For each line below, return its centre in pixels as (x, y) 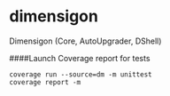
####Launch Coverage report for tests (80, 58)
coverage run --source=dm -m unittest (81, 74)
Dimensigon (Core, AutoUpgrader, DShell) (85, 41)
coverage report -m (45, 82)
